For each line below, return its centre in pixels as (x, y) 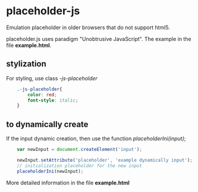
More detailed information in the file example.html (68, 182)
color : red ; (43, 95)
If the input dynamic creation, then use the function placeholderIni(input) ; (96, 139)
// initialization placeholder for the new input (80, 166)
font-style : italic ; (53, 100)
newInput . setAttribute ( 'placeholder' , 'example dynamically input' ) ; (105, 160)
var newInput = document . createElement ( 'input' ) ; (80, 150)
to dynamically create (47, 124)
